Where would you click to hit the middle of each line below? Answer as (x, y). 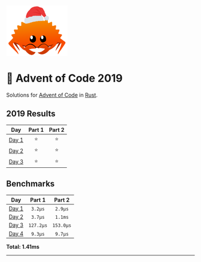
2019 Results (31, 114)
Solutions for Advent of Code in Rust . (52, 95)
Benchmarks (31, 184)
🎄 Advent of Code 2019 (65, 78)
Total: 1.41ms (23, 247)
